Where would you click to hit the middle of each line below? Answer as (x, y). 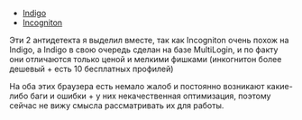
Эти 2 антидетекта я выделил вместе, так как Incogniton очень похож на (149, 40)
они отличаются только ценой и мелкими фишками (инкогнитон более (146, 59)
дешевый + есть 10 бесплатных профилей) (92, 69)
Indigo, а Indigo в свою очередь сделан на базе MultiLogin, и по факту (144, 50)
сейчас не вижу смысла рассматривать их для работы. (117, 106)
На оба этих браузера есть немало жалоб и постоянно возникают (137, 86)
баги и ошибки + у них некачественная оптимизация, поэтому (151, 96)
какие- (279, 86)
